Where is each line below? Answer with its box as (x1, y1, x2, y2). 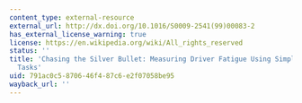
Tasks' (17, 64, 42, 73)
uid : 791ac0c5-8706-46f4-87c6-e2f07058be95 (9, 72, 175, 81)
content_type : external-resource (9, 13, 135, 22)
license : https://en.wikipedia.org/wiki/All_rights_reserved (9, 38, 244, 47)
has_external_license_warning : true (9, 30, 147, 39)
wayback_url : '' (9, 80, 70, 89)
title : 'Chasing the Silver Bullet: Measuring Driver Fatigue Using (9, 55, 271, 64)
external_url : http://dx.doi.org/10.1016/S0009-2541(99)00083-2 (9, 21, 255, 30)
